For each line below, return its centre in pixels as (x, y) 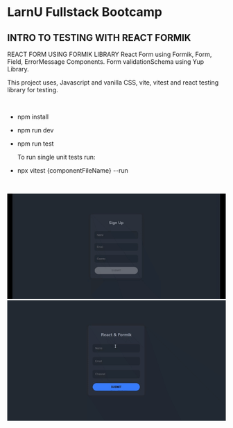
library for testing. (33, 90)
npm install (33, 117)
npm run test (35, 144)
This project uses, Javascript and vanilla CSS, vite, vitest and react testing (113, 83)
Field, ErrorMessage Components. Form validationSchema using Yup (106, 62)
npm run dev (35, 130)
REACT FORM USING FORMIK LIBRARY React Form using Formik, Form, (110, 54)
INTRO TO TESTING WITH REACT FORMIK (99, 38)
